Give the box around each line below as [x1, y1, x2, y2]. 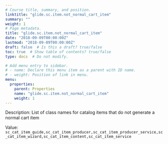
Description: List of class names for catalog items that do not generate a [5, 109, 155, 115]
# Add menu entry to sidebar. [5, 63, 69, 68]
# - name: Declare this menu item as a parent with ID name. [5, 68, 136, 73]
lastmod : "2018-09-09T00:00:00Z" [5, 40, 75, 45]
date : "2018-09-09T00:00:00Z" [5, 36, 69, 41]
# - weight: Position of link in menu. [5, 72, 89, 78]
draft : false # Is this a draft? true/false [5, 45, 102, 50]
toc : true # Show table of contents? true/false [5, 49, 112, 54]
